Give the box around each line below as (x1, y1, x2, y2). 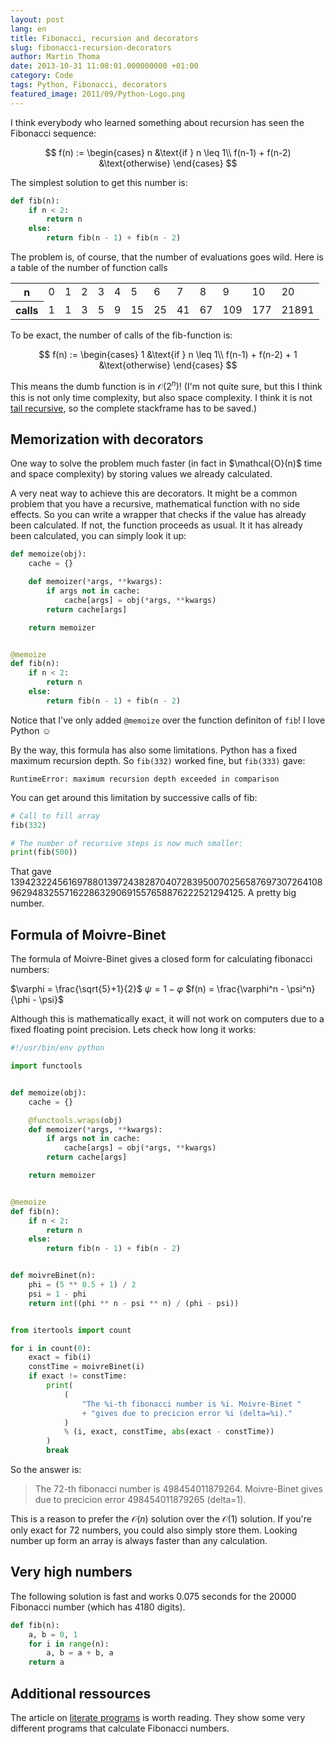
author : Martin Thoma (10, 52, 101, 62)
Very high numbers (10, 1564, 133, 1581)
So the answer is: (10, 1464, 82, 1476)
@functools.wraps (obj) (28, 1115, 123, 1125)
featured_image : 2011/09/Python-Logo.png (10, 89, 186, 99)
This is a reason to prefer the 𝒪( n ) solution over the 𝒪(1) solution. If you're (10, 1513, 313, 1525)
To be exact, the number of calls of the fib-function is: (10, 329, 233, 341)
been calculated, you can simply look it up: (10, 530, 187, 542)
